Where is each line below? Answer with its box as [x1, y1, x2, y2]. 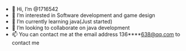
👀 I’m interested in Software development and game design [11, 12, 155, 19]
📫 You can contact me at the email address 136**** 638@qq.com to [11, 31, 181, 38]
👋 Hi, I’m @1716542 [11, 6, 59, 12]
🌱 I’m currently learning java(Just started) [11, 18, 113, 25]
